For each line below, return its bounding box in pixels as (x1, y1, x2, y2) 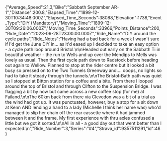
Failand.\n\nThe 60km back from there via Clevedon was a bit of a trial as (5, 94, 155, 100)
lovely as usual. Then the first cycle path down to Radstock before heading (5, 57, 159, 63)
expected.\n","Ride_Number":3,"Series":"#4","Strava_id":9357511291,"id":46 (5, 126, 161, 131)
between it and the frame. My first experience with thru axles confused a (5, 115, 155, 121)
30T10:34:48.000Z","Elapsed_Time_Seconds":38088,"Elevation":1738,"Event (5, 15, 162, 20)
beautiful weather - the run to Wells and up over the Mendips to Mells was (5, 52, 157, 58)
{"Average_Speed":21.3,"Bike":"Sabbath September (5, 4, 110, 10)
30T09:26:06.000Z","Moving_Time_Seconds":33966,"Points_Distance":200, (5, 25, 161, 31)
